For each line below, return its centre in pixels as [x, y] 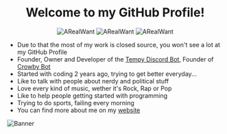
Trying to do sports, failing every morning [76, 103]
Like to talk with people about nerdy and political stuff [93, 81]
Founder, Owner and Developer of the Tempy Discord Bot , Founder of [115, 59]
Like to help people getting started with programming [92, 95]
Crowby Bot [34, 66]
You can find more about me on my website [79, 110]
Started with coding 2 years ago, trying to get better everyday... [107, 74]
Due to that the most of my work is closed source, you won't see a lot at [119, 44]
